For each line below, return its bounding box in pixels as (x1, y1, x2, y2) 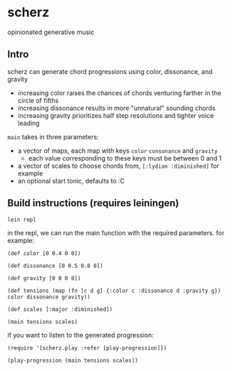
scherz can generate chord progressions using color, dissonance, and (7, 67, 213, 75)
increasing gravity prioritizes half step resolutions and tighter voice (17, 111, 214, 119)
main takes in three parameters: (7, 132, 100, 141)
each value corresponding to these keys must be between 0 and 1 (28, 154, 222, 162)
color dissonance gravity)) (7, 293, 91, 301)
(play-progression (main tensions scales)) (7, 357, 139, 364)
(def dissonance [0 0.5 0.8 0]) (7, 262, 103, 269)
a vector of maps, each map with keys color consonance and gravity (17, 146, 218, 155)
